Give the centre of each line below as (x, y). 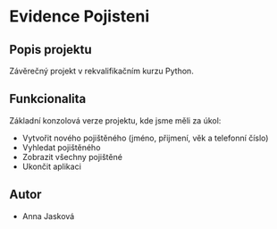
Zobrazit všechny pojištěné (72, 157)
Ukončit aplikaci (52, 166)
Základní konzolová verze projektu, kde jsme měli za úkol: (115, 120)
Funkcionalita (48, 99)
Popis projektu (50, 50)
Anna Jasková (48, 216)
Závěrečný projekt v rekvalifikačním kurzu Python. (101, 71)
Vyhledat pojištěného (61, 147)
